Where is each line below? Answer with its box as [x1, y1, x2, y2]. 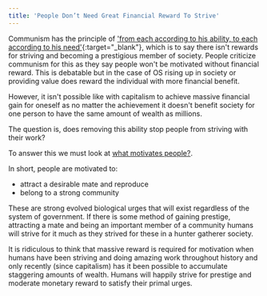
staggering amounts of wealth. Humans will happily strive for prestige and [8, 270, 252, 279]
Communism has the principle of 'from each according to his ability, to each [8, 34, 258, 43]
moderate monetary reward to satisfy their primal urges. [8, 278, 193, 288]
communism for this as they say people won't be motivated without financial [8, 59, 260, 69]
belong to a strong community [19, 187, 120, 197]
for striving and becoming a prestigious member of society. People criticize [8, 50, 257, 60]
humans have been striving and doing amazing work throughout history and [8, 253, 258, 262]
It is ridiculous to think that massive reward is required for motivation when [8, 244, 254, 254]
